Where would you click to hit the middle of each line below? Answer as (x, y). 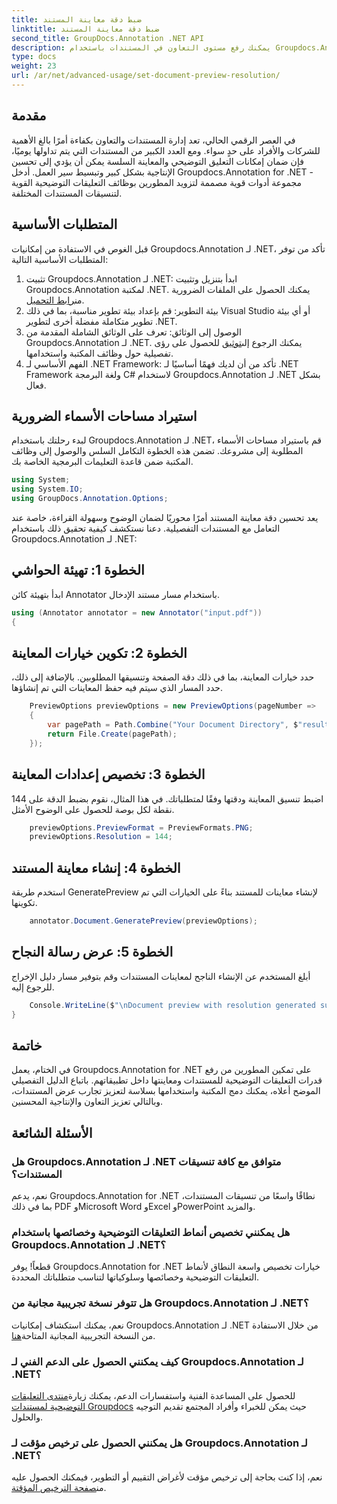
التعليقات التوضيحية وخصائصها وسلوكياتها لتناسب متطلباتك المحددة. (135, 1277)
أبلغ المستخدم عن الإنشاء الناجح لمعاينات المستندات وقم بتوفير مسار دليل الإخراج (161, 976)
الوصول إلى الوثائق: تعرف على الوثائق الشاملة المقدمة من (134, 332)
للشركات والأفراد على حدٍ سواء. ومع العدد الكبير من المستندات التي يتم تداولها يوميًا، (166, 150)
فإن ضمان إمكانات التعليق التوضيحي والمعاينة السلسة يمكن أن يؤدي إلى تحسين (157, 161)
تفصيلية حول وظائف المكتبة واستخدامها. (99, 353)
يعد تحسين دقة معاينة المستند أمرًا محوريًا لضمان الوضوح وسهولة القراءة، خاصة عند (165, 517)
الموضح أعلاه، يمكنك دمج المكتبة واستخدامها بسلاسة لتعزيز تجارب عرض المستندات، (166, 1091)
